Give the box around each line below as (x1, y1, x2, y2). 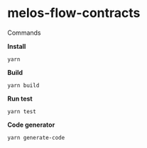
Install (7, 42, 26, 50)
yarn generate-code (7, 134, 65, 141)
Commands (7, 28, 41, 37)
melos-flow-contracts (7, 5, 141, 21)
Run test (7, 94, 33, 103)
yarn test (7, 108, 37, 115)
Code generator (7, 120, 55, 129)
